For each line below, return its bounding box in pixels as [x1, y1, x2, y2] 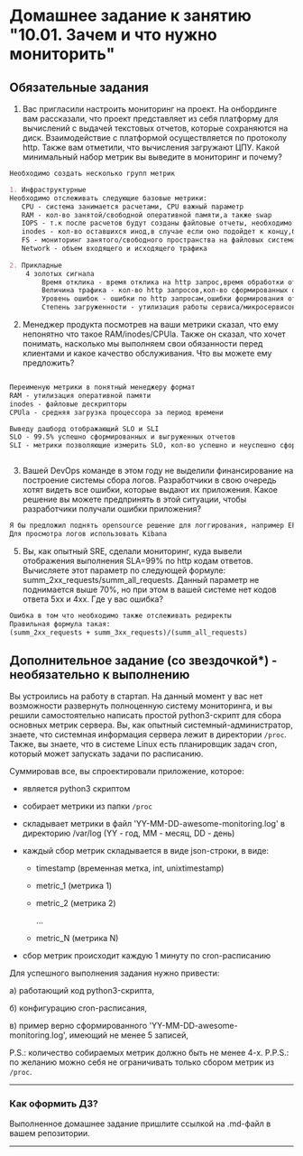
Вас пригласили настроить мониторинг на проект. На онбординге [22, 104, 278, 114]
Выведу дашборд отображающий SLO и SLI [9, 424, 160, 433]
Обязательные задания [9, 79, 149, 95]
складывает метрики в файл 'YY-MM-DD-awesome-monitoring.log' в [22, 818, 286, 829]
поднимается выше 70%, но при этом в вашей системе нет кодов [22, 584, 277, 595]
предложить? [22, 357, 75, 368]
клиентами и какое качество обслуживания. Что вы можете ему [22, 348, 272, 358]
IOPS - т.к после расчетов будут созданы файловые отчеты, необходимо [21, 218, 293, 228]
